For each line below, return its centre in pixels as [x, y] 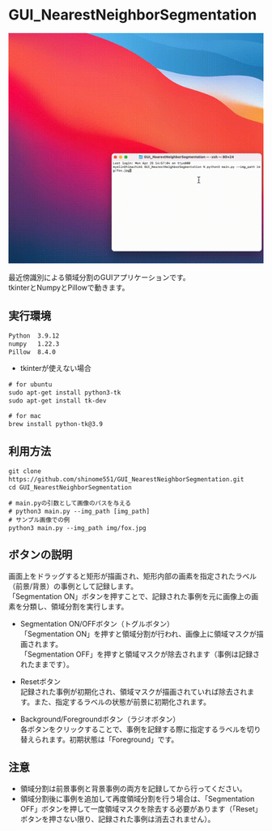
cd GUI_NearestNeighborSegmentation [70, 488]
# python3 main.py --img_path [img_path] [79, 511]
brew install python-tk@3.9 [56, 424]
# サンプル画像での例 [39, 520]
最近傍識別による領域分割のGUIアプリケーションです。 [99, 278]
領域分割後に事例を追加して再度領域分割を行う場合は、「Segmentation [137, 799]
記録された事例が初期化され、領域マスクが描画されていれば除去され [134, 691]
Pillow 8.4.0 [32, 352]
